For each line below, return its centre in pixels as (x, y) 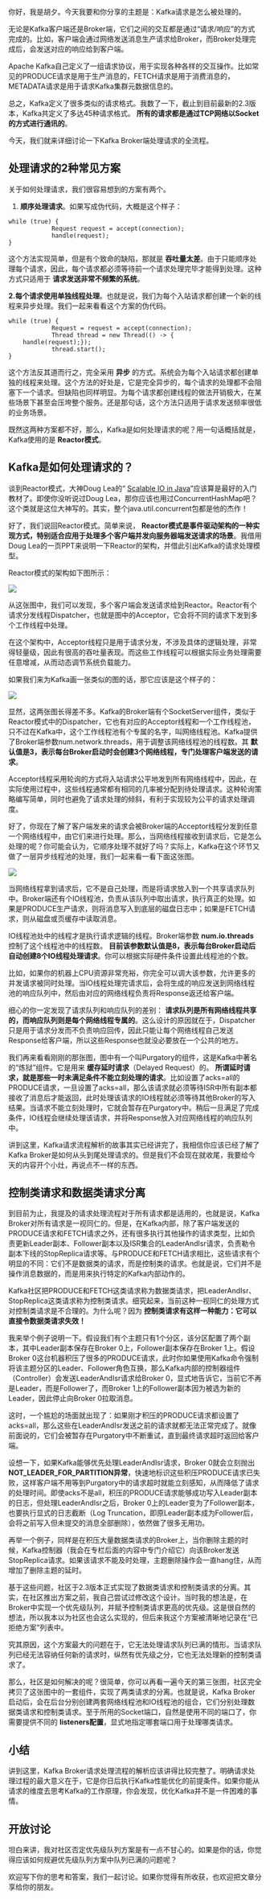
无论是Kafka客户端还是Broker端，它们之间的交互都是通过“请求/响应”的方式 (132, 29)
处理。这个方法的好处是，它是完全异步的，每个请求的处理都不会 (149, 382)
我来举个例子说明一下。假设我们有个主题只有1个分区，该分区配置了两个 (126, 1338)
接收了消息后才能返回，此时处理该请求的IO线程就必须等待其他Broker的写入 (132, 1097)
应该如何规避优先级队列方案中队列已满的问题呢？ (96, 1860)
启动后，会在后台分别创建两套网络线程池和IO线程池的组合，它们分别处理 (128, 1702)
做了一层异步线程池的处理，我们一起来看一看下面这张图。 (103, 856)
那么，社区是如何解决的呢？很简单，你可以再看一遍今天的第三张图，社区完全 (135, 1682)
